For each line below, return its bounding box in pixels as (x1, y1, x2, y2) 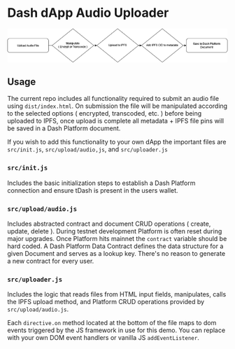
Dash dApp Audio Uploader (7, 5, 169, 21)
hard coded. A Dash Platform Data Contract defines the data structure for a (7, 242, 224, 250)
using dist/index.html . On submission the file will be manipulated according (7, 102, 228, 110)
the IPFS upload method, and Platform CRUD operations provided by (7, 298, 205, 306)
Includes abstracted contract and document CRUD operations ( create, (7, 219, 211, 228)
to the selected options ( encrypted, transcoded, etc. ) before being (7, 109, 202, 118)
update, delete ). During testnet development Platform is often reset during (7, 227, 222, 235)
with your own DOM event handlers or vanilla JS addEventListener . (7, 334, 199, 342)
